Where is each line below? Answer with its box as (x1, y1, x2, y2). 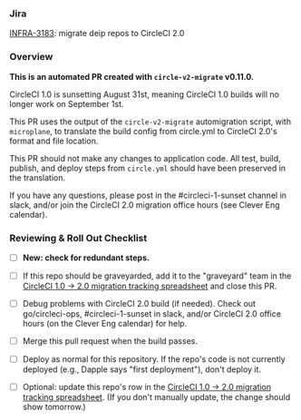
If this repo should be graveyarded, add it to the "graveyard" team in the (22, 270, 292, 281)
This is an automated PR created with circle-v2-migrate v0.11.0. (9, 71, 254, 82)
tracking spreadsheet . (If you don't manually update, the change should (22, 392, 291, 403)
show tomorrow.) (22, 402, 86, 413)
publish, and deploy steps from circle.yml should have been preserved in (9, 162, 286, 173)
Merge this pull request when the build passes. (22, 336, 198, 347)
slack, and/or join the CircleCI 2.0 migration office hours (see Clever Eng (9, 199, 280, 210)
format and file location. (9, 135, 99, 146)
